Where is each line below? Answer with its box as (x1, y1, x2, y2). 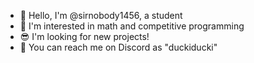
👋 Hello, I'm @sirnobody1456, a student (19, 10, 183, 21)
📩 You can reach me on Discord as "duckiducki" (19, 41, 218, 53)
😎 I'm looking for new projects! (19, 31, 150, 42)
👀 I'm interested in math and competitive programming (19, 20, 245, 32)
